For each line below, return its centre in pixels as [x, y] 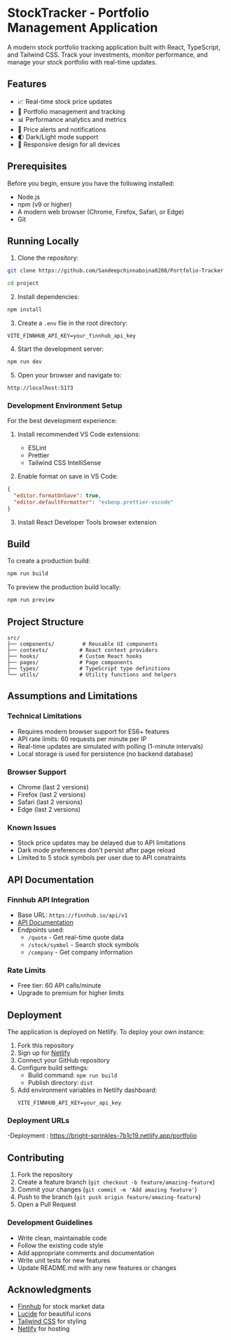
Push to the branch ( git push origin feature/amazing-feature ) [109, 1197]
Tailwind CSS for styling [52, 1321]
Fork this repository [45, 1046]
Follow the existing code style [60, 1245]
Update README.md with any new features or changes [97, 1268]
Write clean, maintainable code [62, 1238]
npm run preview [31, 600]
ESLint [37, 448]
